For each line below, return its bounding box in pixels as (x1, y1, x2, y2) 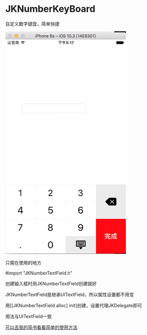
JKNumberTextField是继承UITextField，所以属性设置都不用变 (5, 291, 135, 297)
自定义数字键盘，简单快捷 (5, 21, 60, 27)
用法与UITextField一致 (5, 313, 52, 319)
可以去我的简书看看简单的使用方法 (5, 324, 78, 330)
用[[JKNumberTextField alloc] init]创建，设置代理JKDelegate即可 (5, 302, 142, 308)
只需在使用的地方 (5, 259, 42, 266)
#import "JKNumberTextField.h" (5, 270, 73, 276)
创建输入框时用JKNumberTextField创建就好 (5, 281, 97, 287)
